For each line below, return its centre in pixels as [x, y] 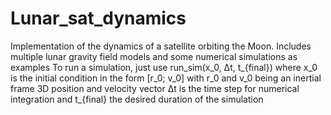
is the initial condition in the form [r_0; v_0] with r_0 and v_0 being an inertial [166, 78]
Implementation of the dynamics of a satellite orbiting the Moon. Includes [161, 46]
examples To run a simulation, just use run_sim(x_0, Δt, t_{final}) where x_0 [164, 67]
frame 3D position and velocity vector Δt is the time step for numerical [155, 88]
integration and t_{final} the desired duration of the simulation [137, 99]
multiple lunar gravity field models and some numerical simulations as [154, 56]
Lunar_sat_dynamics [98, 18]
